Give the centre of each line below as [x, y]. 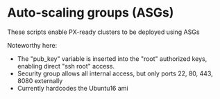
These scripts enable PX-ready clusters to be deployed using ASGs [103, 32]
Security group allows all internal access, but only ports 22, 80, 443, [115, 73]
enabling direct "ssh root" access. [66, 66]
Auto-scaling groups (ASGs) [91, 13]
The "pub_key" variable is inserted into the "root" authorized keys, [112, 58]
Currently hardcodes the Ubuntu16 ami [73, 88]
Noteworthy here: [32, 45]
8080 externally [40, 80]
